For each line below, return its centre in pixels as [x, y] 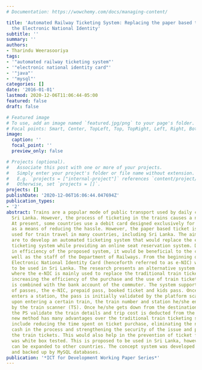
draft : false [23, 106]
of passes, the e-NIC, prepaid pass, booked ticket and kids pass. [98, 291]
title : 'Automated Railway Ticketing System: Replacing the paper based [99, 23]
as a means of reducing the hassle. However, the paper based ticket [100, 229]
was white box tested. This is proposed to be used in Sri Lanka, [96, 341]
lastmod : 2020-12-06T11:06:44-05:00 [52, 96]
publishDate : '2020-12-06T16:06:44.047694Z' [63, 196]
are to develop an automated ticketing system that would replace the [102, 240]
